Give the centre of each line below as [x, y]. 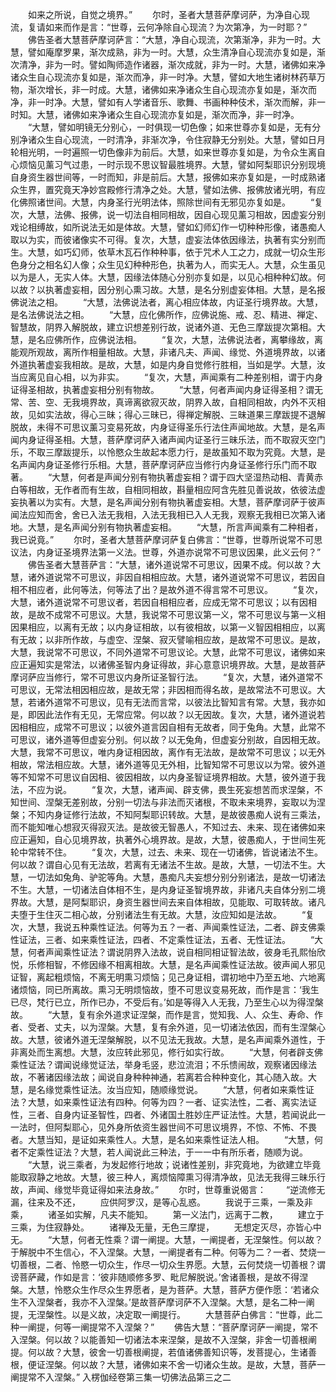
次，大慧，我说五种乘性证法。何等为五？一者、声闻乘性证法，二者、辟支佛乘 [168, 927]
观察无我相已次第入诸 [281, 514]
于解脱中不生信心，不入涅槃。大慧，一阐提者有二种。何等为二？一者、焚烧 [163, 1252]
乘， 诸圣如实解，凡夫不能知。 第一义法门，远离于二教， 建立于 [167, 1214]
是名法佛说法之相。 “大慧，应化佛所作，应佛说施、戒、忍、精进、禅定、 [167, 314]
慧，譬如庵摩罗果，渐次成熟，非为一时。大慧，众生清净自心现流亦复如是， [163, 52]
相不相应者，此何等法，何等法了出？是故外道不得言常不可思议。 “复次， [167, 589]
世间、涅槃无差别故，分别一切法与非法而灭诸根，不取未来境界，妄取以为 [167, 802]
